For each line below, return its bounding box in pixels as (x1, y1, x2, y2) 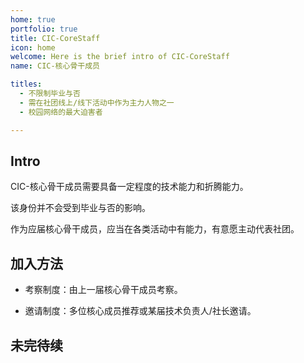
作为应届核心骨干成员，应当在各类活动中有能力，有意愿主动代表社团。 (10, 223, 300, 235)
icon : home (10, 42, 56, 53)
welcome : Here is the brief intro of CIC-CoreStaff (10, 52, 230, 62)
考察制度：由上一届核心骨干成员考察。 (24, 284, 183, 296)
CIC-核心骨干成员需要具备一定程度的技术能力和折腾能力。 (10, 181, 249, 193)
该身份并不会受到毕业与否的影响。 (10, 202, 151, 214)
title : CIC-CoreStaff (10, 33, 101, 43)
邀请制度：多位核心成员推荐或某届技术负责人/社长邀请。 (24, 305, 257, 317)
